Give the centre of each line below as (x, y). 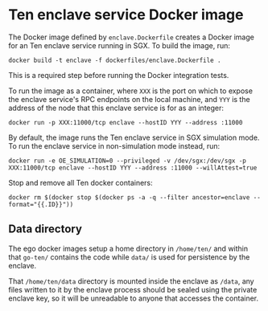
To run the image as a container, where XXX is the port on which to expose (131, 91)
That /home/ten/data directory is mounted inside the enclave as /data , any (132, 281)
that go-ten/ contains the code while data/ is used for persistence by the (129, 257)
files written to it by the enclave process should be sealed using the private (133, 289)
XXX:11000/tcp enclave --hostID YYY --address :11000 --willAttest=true (133, 168)
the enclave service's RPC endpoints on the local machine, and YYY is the (130, 99)
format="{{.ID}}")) (41, 204)
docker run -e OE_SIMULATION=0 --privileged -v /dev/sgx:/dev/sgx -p (128, 161)
